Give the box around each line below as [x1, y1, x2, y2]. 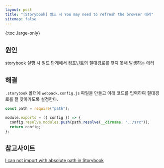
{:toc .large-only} [5, 30, 41, 36]
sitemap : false [5, 16, 37, 21]
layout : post [5, 7, 32, 12]
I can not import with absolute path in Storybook [5, 158, 104, 164]
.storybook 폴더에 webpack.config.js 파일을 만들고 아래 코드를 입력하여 [5, 90, 146, 96]
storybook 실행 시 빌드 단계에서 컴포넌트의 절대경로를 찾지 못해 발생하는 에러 [5, 60, 155, 66]
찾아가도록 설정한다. [19, 96, 59, 102]
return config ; [9, 124, 41, 129]
